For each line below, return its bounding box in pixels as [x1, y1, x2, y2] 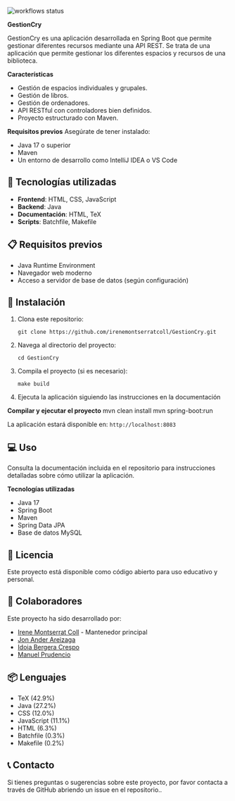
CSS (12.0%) [17, 709, 55, 717]
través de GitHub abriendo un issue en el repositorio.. [7, 786, 163, 794]
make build [17, 380, 50, 387]
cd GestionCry [17, 354, 59, 362]
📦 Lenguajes [7, 671, 67, 683]
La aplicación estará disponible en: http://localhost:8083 [7, 420, 176, 429]
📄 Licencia [7, 549, 54, 561]
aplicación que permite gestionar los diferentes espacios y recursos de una [7, 49, 226, 57]
